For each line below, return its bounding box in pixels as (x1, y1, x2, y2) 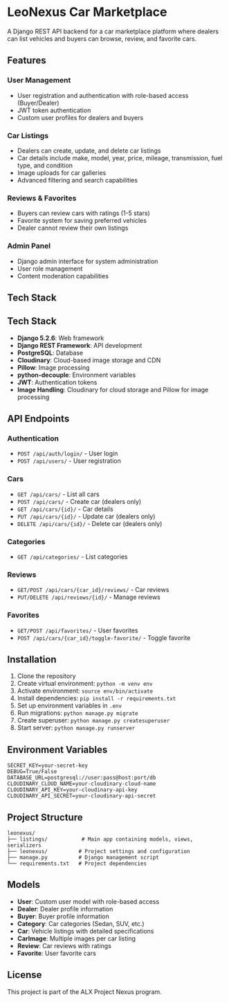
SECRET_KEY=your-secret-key (7, 762, 89, 769)
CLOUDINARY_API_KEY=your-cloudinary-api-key (7, 786, 138, 793)
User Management (7, 76, 71, 85)
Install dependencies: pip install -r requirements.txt (17, 694, 176, 702)
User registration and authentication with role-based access (17, 91, 189, 99)
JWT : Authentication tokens (17, 378, 98, 386)
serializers (7, 842, 42, 849)
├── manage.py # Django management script (7, 854, 159, 861)
